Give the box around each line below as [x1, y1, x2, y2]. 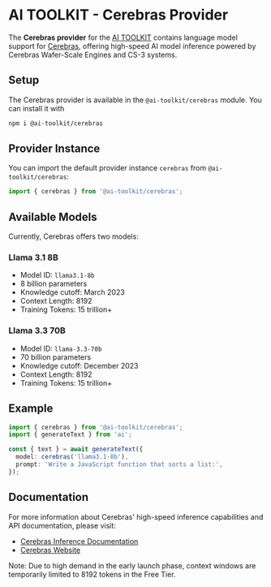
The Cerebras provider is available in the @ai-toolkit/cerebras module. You [8, 95, 262, 105]
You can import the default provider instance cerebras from [8, 163, 207, 173]
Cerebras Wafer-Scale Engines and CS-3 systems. [8, 50, 178, 59]
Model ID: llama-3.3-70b [19, 343, 102, 353]
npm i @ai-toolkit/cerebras [8, 119, 104, 127]
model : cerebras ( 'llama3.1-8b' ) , [15, 453, 129, 461]
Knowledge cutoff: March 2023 [19, 287, 126, 297]
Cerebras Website [19, 545, 81, 555]
